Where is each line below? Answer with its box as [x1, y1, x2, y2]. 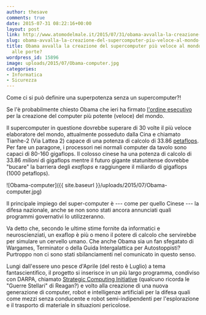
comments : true [6, 15, 45, 21]
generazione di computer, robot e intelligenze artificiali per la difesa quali [6, 289, 191, 296]
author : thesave [6, 9, 48, 15]
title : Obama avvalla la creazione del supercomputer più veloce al [6, 43, 185, 50]
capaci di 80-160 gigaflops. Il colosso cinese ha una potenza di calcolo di [6, 150, 192, 158]
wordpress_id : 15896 [6, 54, 59, 61]
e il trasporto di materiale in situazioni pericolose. [6, 302, 131, 309]
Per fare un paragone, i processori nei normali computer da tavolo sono [6, 144, 187, 151]
